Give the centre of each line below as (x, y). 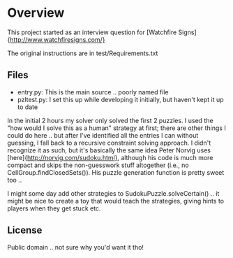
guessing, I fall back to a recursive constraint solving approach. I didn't (109, 143)
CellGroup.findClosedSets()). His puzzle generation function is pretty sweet (116, 172)
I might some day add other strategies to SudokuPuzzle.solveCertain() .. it (113, 193)
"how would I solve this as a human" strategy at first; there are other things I (117, 128)
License (25, 230)
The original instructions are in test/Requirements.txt (83, 53)
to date (28, 107)
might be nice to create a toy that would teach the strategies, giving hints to (116, 201)
